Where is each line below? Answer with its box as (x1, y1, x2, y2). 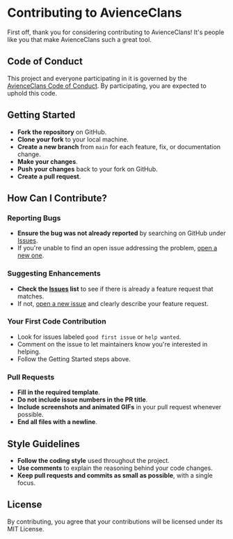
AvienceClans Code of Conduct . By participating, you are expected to (7, 82, 207, 90)
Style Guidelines (7, 438, 80, 450)
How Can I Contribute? (7, 192, 108, 204)
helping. (17, 347, 41, 356)
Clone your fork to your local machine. (17, 135, 129, 144)
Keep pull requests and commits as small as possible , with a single (17, 471, 214, 479)
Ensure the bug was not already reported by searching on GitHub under (17, 229, 226, 238)
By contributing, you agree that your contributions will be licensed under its (7, 517, 223, 526)
